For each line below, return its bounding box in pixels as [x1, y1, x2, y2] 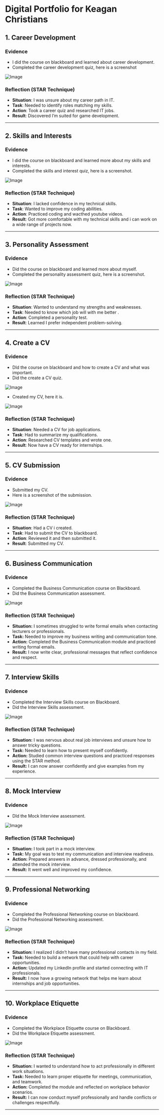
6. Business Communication [5, 559, 93, 568]
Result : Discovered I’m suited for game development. [12, 113, 120, 119]
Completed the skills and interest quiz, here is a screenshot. [12, 168, 133, 173]
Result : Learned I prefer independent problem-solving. [12, 320, 123, 326]
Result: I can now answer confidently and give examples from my [12, 763, 144, 769]
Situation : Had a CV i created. [12, 525, 73, 531]
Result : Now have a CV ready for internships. [12, 442, 103, 448]
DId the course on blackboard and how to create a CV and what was [12, 364, 150, 370]
